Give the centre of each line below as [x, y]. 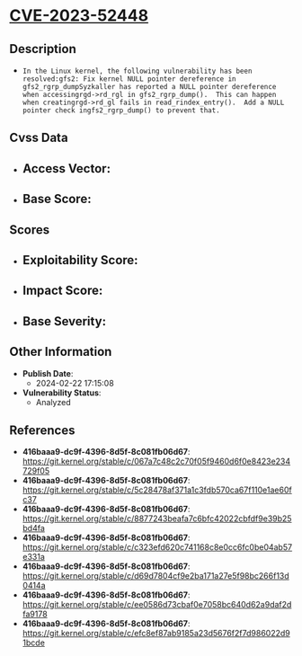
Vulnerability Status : [62, 393]
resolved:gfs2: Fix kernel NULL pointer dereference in [129, 79]
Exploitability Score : [80, 260]
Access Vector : [66, 168]
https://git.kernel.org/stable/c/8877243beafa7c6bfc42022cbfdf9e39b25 [157, 519]
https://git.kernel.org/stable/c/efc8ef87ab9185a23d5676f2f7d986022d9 [156, 634]
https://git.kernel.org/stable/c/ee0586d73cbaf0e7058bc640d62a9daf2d [157, 605]
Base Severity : [64, 321]
